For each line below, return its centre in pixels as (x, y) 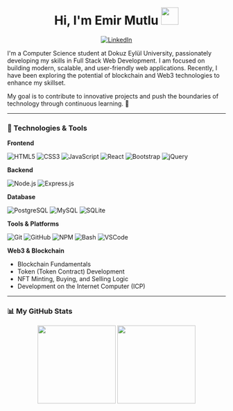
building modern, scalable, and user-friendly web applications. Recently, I (112, 68)
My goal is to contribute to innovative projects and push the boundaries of (113, 96)
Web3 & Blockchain (36, 251)
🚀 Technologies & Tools (48, 128)
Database (21, 197)
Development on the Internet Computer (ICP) (81, 286)
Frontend (21, 143)
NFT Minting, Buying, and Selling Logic (73, 279)
